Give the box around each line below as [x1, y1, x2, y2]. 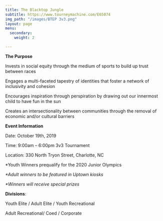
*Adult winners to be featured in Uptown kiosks [5, 171, 103, 177]
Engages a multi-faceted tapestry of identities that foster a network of [5, 78, 149, 84]
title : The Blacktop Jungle [5, 7, 64, 12]
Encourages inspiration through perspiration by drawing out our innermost [5, 93, 158, 99]
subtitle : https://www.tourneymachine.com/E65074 [5, 12, 111, 17]
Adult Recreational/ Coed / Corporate [5, 210, 82, 216]
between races [5, 68, 36, 74]
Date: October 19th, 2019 [5, 132, 56, 138]
